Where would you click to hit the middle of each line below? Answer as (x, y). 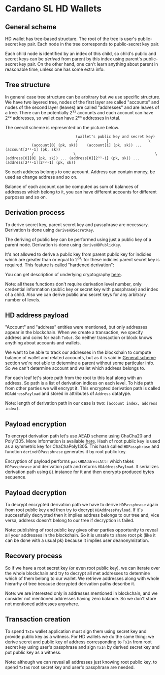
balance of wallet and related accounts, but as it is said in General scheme (81, 358)
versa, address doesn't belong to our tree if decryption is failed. (70, 521)
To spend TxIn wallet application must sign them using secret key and (76, 631)
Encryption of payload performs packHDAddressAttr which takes (70, 461)
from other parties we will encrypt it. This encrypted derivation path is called (83, 388)
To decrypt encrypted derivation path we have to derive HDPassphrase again (82, 505)
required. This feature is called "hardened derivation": (60, 265)
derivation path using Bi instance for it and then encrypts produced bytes (80, 472)
